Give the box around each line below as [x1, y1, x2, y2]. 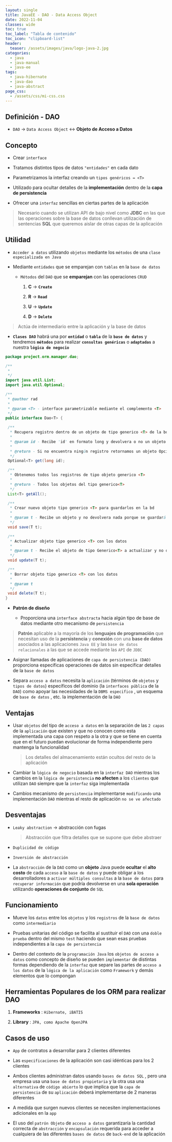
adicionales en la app [12, 1110, 57, 1116]
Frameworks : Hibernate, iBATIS [12, 1009, 83, 1015]
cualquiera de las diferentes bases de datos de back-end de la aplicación [12, 1131, 165, 1137]
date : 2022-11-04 [5, 17, 42, 22]
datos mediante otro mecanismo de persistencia [20, 620, 124, 626]
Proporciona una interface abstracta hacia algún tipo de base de [20, 615, 160, 621]
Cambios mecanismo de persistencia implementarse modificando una [12, 790, 161, 796]
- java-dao [10, 79, 33, 84]
